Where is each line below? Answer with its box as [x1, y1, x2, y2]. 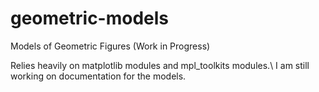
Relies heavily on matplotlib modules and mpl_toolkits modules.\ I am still [10, 59, 310, 71]
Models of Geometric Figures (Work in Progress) [10, 40, 211, 52]
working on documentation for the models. [10, 70, 187, 82]
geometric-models [10, 7, 170, 30]
